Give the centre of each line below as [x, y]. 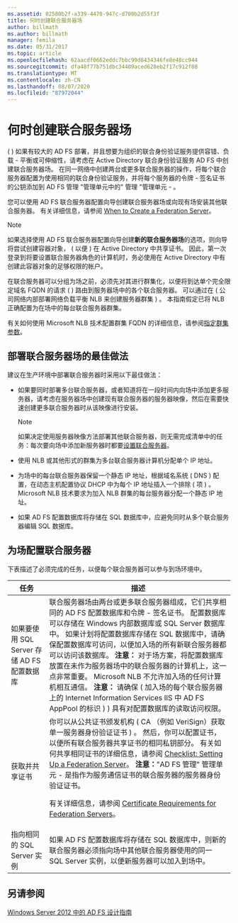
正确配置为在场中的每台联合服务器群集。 [66, 308]
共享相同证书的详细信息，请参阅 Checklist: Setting [140, 753]
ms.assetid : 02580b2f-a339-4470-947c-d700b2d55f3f [84, 14]
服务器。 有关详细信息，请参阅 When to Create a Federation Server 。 [114, 211]
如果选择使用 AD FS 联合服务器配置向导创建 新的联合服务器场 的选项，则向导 [118, 240]
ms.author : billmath [38, 34]
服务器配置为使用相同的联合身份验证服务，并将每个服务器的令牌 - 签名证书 [116, 178]
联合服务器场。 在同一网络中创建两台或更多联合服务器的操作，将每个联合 [120, 169]
